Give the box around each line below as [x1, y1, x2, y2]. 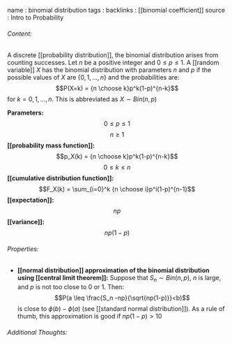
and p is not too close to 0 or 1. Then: [17, 283, 124, 291]
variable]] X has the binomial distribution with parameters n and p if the [7, 66, 211, 74]
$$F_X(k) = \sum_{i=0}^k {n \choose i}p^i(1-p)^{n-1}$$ [38, 185, 196, 194]
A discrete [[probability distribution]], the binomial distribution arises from [7, 51, 219, 59]
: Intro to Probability [7, 13, 64, 22]
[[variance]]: [7, 218, 45, 226]
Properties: [7, 245, 39, 253]
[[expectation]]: [7, 196, 54, 205]
